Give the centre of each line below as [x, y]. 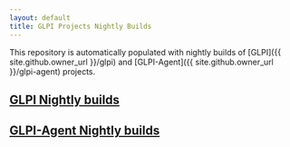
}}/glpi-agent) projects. [53, 71]
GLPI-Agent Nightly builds [85, 131]
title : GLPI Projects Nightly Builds [81, 26]
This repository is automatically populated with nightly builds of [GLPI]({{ [145, 52]
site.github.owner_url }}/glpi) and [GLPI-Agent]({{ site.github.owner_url [141, 62]
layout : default [40, 18]
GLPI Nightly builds [65, 99]
